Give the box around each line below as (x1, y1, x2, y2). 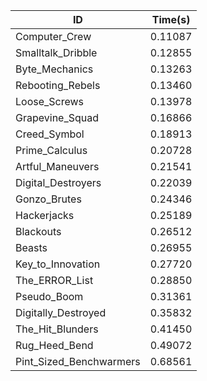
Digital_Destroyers (15, 176, 102, 189)
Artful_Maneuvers (15, 160, 100, 173)
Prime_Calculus (15, 144, 88, 157)
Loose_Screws (15, 95, 85, 108)
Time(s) (151, 13, 191, 26)
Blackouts (15, 225, 62, 238)
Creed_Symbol (15, 127, 85, 141)
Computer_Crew (15, 30, 92, 43)
